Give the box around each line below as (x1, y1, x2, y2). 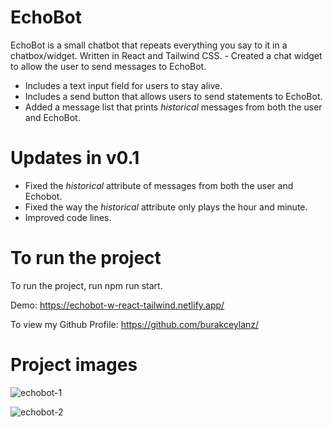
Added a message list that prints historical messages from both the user (24, 101, 323, 113)
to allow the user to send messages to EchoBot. (10, 60, 207, 72)
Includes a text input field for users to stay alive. (24, 79, 223, 91)
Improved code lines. (24, 211, 112, 223)
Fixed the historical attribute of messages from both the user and (24, 179, 294, 191)
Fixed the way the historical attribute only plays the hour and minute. (24, 201, 308, 213)
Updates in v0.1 (10, 147, 140, 170)
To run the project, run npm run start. (10, 279, 163, 291)
